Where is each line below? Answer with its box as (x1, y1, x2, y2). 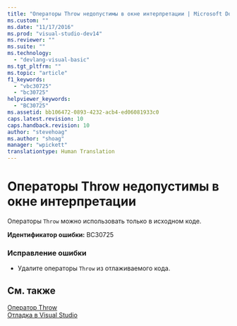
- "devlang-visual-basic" (13, 56, 90, 64)
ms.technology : (7, 50, 52, 57)
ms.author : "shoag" (7, 135, 65, 142)
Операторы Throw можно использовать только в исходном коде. (7, 217, 202, 225)
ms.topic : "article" (7, 69, 68, 76)
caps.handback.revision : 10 (7, 121, 90, 129)
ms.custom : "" (7, 17, 49, 24)
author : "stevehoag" (7, 128, 68, 135)
